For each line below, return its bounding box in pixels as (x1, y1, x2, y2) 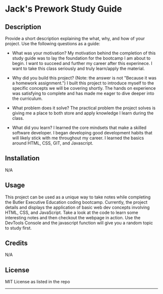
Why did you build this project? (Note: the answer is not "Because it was (12, 75, 157, 81)
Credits (5, 239, 28, 247)
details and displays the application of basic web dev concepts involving (5, 204, 150, 210)
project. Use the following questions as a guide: (5, 41, 100, 47)
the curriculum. (12, 96, 43, 101)
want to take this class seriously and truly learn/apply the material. (12, 65, 145, 71)
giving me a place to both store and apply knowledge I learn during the (12, 110, 154, 116)
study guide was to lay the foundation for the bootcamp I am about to (12, 55, 151, 61)
